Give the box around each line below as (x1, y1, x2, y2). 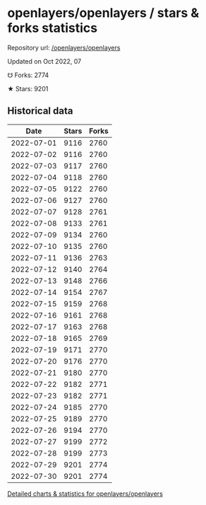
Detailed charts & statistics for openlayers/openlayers (7, 489, 164, 498)
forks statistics (7, 20, 97, 36)
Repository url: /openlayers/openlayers (7, 43, 121, 52)
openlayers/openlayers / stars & (7, 5, 200, 21)
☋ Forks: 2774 (7, 71, 49, 79)
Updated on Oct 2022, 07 (7, 57, 82, 65)
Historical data (7, 105, 73, 117)
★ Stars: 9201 (7, 84, 49, 93)
